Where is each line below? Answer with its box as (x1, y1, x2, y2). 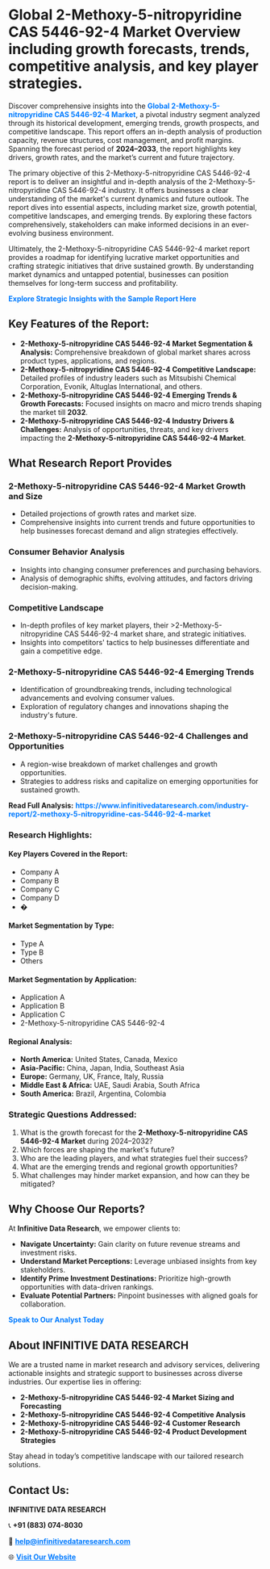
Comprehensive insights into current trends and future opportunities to (19, 518, 255, 527)
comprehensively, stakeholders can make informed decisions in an (8, 220, 230, 229)
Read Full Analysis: (8, 800, 74, 810)
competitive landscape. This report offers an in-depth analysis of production (8, 127, 262, 136)
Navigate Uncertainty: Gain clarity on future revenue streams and (19, 1240, 240, 1249)
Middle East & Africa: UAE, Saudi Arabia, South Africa (19, 1080, 200, 1090)
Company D (19, 892, 60, 902)
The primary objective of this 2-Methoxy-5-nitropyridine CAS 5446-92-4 (8, 168, 251, 178)
